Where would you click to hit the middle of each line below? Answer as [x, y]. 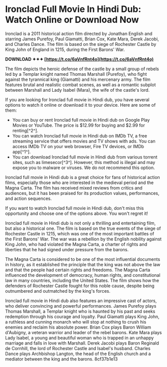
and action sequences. [29, 198]
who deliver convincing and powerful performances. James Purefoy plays [81, 306]
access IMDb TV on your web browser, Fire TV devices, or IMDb [78, 146]
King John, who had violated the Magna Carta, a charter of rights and [76, 244]
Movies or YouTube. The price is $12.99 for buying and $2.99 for [79, 125]
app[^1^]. [21, 152]
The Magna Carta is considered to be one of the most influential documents [83, 259]
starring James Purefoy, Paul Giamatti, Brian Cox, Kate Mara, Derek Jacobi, [82, 39]
